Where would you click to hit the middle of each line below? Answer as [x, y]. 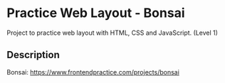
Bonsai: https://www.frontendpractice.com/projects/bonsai [93, 72]
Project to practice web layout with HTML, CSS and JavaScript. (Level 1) [112, 33]
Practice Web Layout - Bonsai [96, 13]
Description [33, 55]
